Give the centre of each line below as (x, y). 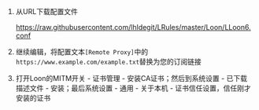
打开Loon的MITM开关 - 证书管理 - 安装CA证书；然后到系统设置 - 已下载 (131, 78)
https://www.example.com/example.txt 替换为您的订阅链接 (109, 62)
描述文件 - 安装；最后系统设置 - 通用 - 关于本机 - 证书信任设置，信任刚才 (133, 88)
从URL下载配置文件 (47, 11)
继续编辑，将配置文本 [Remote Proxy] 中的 (82, 52)
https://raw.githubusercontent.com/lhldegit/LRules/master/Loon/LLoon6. (133, 27)
